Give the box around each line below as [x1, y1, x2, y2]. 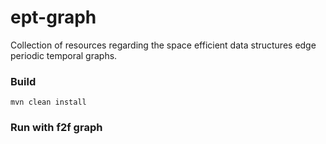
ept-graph [10, 6, 97, 29]
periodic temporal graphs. [10, 49, 118, 61]
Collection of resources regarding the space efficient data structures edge [10, 39, 317, 51]
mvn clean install [10, 97, 87, 108]
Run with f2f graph [10, 121, 103, 135]
